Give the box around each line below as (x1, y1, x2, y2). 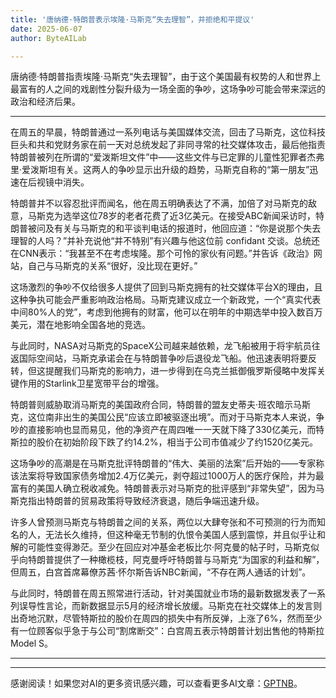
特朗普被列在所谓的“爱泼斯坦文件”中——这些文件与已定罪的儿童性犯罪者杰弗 (10, 151, 325, 163)
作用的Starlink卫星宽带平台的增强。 (18, 377, 165, 390)
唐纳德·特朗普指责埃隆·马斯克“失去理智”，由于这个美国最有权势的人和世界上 (10, 71, 322, 83)
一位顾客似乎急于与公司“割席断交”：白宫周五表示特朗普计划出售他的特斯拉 (18, 625, 325, 637)
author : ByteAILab (10, 33, 87, 43)
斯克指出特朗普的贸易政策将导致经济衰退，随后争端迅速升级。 (10, 495, 265, 507)
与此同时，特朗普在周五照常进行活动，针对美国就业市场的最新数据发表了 (10, 587, 308, 600)
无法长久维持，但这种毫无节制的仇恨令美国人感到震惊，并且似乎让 (44, 529, 317, 541)
